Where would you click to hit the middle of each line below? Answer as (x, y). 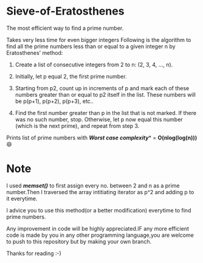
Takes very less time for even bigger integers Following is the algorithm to (99, 40)
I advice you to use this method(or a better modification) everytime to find (99, 210)
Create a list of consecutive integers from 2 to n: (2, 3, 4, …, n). (94, 65)
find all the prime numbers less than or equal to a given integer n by (91, 46)
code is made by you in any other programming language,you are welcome (100, 235)
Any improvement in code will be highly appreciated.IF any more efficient (98, 228)
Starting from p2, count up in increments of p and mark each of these (102, 88)
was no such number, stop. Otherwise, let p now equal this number (99, 119)
